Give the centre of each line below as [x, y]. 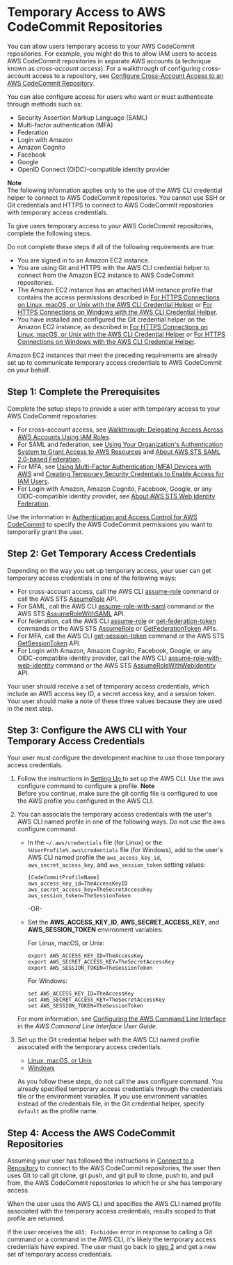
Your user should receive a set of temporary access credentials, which [109, 686]
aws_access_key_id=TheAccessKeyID [78, 884]
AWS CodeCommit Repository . [51, 83]
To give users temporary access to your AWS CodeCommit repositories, [110, 226]
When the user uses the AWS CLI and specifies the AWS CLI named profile [114, 1204]
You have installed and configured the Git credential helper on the [112, 319]
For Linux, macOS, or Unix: [66, 943]
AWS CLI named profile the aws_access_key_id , [95, 858]
